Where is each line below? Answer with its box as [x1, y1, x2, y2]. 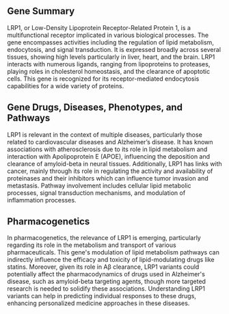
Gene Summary [7, 5, 75, 17]
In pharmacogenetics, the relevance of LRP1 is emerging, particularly [7, 234, 202, 242]
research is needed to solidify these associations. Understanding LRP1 [7, 285, 205, 293]
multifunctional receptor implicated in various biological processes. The [7, 31, 209, 39]
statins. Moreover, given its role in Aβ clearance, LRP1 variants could [7, 263, 200, 271]
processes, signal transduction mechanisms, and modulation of [7, 188, 186, 197]
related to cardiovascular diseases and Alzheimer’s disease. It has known [7, 138, 213, 146]
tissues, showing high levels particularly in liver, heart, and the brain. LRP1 [7, 53, 215, 61]
